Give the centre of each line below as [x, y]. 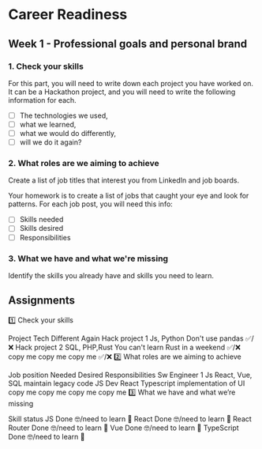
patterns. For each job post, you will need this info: [91, 204]
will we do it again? [51, 142]
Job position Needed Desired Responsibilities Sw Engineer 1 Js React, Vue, [130, 375]
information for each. [42, 100]
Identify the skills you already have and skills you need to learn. [111, 275]
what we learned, [48, 124]
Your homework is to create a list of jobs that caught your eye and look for [129, 196]
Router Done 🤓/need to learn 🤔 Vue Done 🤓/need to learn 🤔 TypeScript [124, 428]
